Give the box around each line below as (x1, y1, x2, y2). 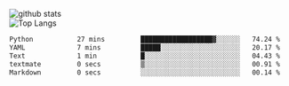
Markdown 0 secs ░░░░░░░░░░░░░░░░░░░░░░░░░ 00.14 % (9, 67, 280, 77)
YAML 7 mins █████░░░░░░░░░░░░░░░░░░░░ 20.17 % (9, 43, 280, 52)
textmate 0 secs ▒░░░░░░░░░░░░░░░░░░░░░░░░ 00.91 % (9, 59, 280, 68)
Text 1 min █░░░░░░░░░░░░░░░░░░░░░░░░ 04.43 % (9, 51, 280, 60)
